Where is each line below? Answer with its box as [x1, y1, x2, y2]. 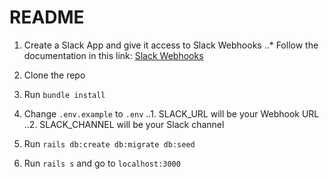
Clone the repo [23, 69, 86, 81]
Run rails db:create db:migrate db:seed [23, 137, 196, 150]
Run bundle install [23, 88, 106, 100]
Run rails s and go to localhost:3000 [23, 157, 181, 169]
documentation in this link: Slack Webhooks [23, 49, 204, 61]
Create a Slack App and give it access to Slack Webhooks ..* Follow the [23, 39, 319, 51]
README [9, 6, 85, 29]
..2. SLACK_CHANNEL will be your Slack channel [23, 118, 225, 130]
